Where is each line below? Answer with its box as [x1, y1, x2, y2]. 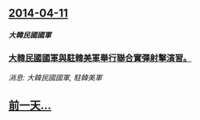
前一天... [8, 99, 52, 113]
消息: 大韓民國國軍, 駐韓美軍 [8, 72, 102, 82]
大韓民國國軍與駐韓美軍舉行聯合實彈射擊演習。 [8, 53, 192, 64]
